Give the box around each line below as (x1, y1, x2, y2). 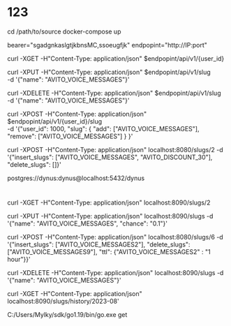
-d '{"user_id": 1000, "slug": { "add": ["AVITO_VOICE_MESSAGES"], (7, 124, 200, 133)
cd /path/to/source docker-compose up (7, 27, 121, 36)
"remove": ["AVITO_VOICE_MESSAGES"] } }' (7, 132, 133, 140)
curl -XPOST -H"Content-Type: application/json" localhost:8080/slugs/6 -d (7, 233, 223, 242)
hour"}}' (7, 255, 31, 264)
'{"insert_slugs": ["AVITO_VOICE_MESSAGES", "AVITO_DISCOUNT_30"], (7, 153, 213, 161)
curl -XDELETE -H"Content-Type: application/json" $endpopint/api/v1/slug (7, 89, 221, 97)
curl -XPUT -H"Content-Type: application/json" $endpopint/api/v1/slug (7, 68, 211, 76)
